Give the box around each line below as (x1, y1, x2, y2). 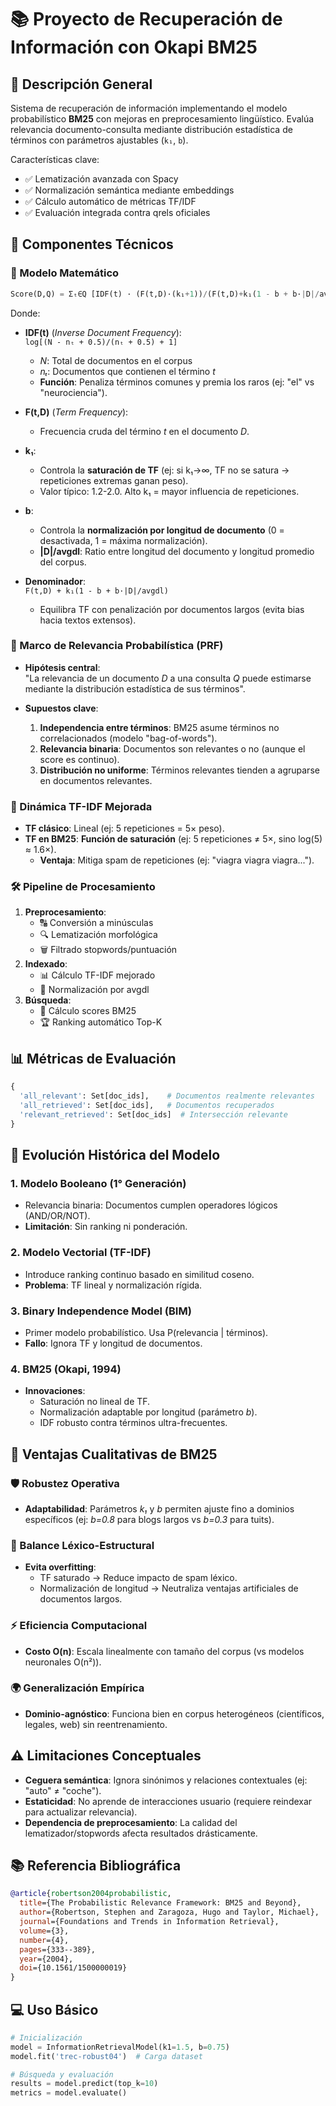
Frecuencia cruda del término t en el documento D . (39, 425, 250, 437)
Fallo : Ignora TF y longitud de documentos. (24, 1337, 203, 1349)
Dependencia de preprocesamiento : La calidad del (24, 1816, 238, 1828)
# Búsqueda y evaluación (10, 2069, 114, 2080)
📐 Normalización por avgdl (39, 984, 150, 996)
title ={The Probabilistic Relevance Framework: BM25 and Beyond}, (19, 1898, 302, 1908)
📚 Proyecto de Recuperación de (10, 8, 283, 31)
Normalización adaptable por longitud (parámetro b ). (39, 1406, 258, 1418)
